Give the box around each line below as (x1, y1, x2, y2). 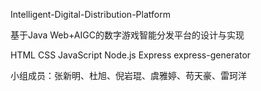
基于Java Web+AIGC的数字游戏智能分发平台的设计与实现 (10, 29, 245, 41)
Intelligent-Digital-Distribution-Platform (10, 9, 171, 20)
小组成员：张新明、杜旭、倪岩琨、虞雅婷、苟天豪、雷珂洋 (10, 70, 247, 81)
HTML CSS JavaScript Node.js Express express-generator (10, 49, 252, 61)
